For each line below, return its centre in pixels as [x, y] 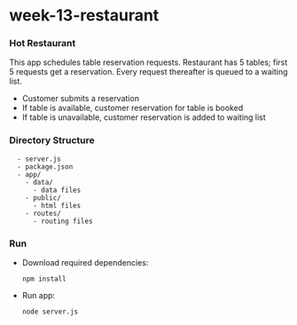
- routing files [63, 221]
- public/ [43, 198]
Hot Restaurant [43, 44]
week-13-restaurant [84, 16]
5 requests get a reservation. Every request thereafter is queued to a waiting [148, 72]
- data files [57, 190]
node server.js [50, 312]
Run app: [39, 296]
